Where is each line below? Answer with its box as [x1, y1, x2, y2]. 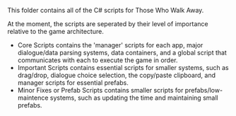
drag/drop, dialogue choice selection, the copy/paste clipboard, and [17, 71, 216, 79]
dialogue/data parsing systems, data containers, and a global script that [17, 49, 228, 57]
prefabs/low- [184, 86, 223, 94]
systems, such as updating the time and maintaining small [49, 93, 218, 102]
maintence [17, 93, 49, 102]
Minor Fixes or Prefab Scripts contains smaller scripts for [17, 86, 184, 94]
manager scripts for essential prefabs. [17, 79, 129, 87]
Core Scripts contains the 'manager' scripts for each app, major [17, 41, 203, 49]
